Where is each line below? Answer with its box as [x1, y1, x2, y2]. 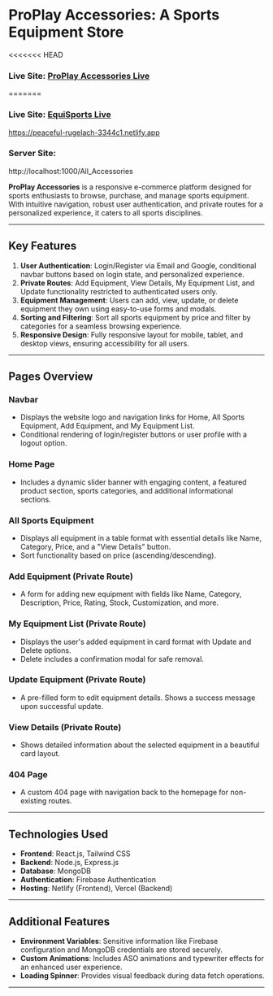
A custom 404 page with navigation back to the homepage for [19, 787, 229, 798]
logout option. [19, 438, 67, 448]
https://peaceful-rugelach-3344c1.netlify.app [8, 128, 160, 137]
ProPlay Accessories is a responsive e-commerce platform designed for [8, 181, 252, 192]
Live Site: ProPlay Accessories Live [8, 70, 150, 81]
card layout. [19, 749, 61, 759]
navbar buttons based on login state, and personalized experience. [19, 269, 245, 279]
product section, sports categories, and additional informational [19, 485, 234, 495]
